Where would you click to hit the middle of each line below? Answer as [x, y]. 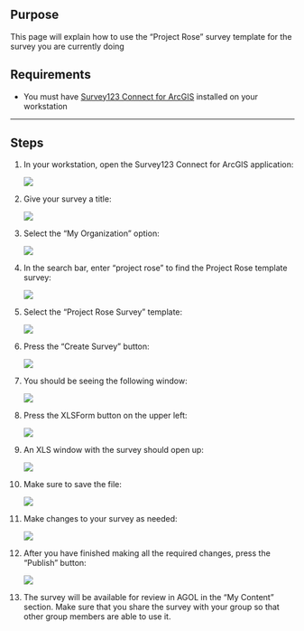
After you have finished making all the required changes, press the [147, 553]
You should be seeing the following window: [105, 381]
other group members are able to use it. [97, 617]
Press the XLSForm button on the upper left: [105, 416]
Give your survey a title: [67, 199]
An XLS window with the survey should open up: [113, 450]
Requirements [51, 75]
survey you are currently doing [67, 46]
